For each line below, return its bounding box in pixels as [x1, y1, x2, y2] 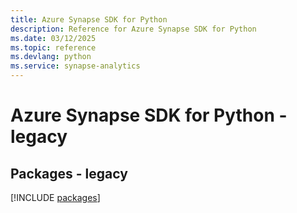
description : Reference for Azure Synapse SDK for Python [10, 24, 257, 34]
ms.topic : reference [10, 42, 97, 53]
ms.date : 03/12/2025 [10, 33, 97, 43]
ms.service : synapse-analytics [10, 61, 141, 71]
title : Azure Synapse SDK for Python [10, 14, 168, 25]
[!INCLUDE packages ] [10, 192, 101, 203]
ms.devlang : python [10, 52, 92, 62]
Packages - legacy [10, 165, 128, 182]
